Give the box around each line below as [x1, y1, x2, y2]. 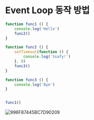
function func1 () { [5, 21, 49, 27]
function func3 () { [5, 77, 49, 82]
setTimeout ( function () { [14, 49, 69, 54]
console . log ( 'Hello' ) [14, 26, 59, 31]
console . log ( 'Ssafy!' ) [23, 54, 71, 59]
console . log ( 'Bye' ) [14, 82, 55, 87]
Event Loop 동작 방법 [5, 5, 90, 16]
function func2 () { [5, 45, 49, 50]
